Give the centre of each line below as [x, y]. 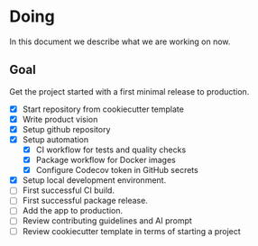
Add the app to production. [73, 211]
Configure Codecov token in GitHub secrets [117, 170]
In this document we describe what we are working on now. [120, 41]
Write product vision [60, 119]
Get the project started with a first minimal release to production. [129, 91]
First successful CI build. [69, 190]
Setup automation [55, 139]
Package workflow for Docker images [106, 160]
